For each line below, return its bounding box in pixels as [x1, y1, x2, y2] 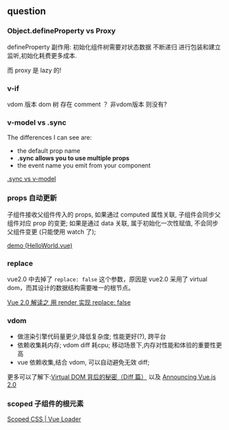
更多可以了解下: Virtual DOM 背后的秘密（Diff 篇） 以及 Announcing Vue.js [7, 373, 217, 381]
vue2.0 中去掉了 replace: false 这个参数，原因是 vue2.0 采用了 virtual [7, 275, 208, 283]
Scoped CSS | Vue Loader [7, 415, 81, 423]
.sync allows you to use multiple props [17, 154, 130, 163]
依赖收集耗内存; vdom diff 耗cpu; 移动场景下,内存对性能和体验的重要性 [17, 341, 217, 349]
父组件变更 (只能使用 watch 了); [7, 227, 96, 236]
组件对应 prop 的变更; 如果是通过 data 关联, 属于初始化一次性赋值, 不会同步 [7, 218, 219, 227]
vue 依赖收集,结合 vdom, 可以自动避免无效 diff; [17, 358, 150, 367]
